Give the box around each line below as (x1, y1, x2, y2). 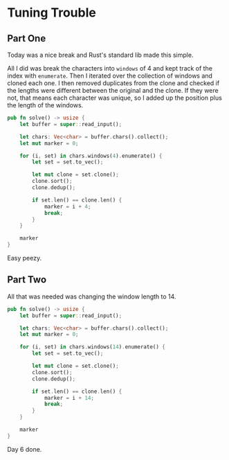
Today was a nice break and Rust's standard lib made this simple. (7, 51, 194, 59)
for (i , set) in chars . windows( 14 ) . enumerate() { (19, 344, 166, 351)
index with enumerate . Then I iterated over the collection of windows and (7, 71, 213, 80)
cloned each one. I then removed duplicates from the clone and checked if (7, 79, 220, 87)
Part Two (7, 274, 47, 285)
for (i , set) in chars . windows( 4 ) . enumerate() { (19, 152, 163, 159)
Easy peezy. (7, 254, 42, 262)
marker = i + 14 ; (44, 394, 95, 401)
